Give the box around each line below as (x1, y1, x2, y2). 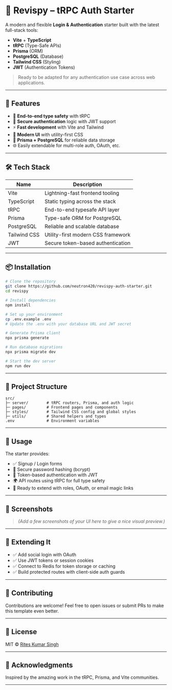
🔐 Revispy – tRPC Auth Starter (5, 5, 135, 16)
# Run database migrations (5, 344, 63, 350)
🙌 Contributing (5, 589, 53, 598)
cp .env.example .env (5, 316, 52, 322)
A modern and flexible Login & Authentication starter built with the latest (5, 22, 160, 28)
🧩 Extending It (5, 538, 51, 546)
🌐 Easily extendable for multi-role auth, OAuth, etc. (12, 142, 120, 148)
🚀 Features (5, 99, 40, 108)
